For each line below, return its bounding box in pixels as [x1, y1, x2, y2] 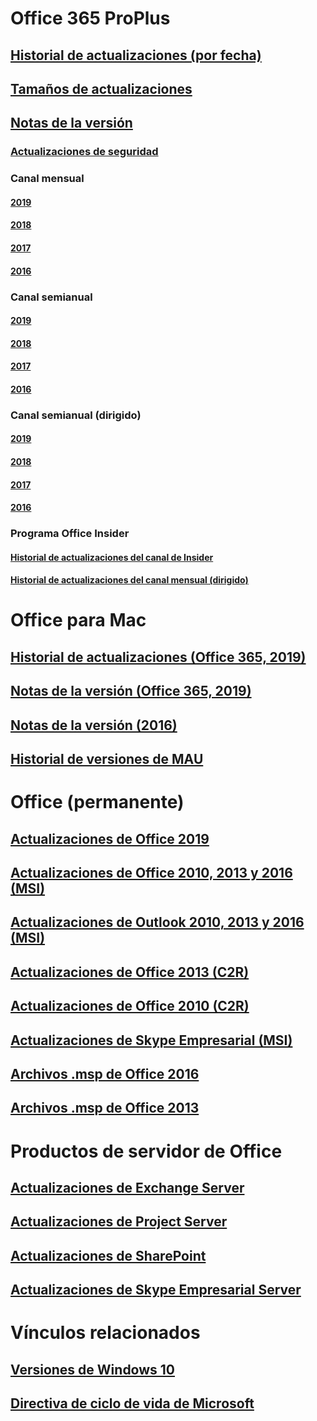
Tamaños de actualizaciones [10, 80, 193, 97]
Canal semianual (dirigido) [10, 408, 142, 422]
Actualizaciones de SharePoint [10, 1247, 207, 1264]
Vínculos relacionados [10, 1322, 201, 1344]
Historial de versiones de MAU [10, 751, 204, 768]
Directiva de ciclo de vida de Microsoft [10, 1395, 255, 1412]
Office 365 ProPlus [10, 7, 171, 30]
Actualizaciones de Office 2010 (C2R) [10, 998, 250, 1015]
